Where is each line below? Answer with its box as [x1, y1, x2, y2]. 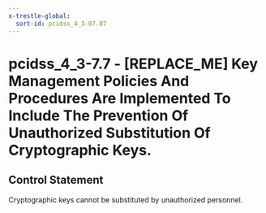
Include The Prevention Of [8, 106, 189, 124]
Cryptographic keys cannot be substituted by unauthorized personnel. [8, 194, 243, 204]
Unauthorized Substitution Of [8, 124, 211, 142]
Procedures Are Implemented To [8, 89, 231, 107]
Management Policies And [8, 72, 190, 90]
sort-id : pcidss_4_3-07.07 [15, 20, 107, 28]
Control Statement [8, 173, 104, 187]
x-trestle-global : [8, 11, 71, 20]
